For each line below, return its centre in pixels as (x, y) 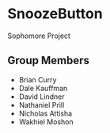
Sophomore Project (39, 36)
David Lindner (42, 97)
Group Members (49, 61)
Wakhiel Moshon (46, 122)
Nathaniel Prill (42, 104)
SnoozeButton (55, 14)
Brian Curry (38, 79)
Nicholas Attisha (46, 113)
